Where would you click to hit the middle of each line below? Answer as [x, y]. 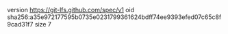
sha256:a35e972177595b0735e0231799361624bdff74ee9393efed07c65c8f [114, 17]
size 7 [43, 24]
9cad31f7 [20, 24]
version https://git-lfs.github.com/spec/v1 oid [71, 10]
